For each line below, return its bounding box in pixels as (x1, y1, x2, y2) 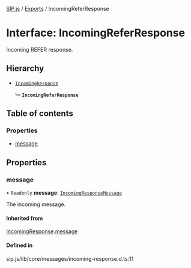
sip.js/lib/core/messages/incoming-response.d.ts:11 (6, 255, 134, 262)
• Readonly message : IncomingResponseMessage (6, 189, 122, 196)
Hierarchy (6, 63, 44, 74)
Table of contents (6, 108, 73, 119)
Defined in (6, 242, 33, 249)
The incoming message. (6, 201, 66, 208)
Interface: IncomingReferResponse (6, 26, 185, 40)
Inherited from (6, 215, 43, 222)
